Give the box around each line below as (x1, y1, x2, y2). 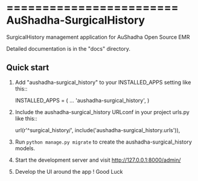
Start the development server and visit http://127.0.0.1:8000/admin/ (14, 156, 181, 164)
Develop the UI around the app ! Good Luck (14, 168, 123, 175)
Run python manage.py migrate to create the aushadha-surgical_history (14, 138, 192, 145)
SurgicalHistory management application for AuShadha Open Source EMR (6, 33, 190, 40)
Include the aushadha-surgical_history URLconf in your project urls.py (14, 108, 190, 115)
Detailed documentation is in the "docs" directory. (6, 45, 131, 52)
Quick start (6, 63, 49, 73)
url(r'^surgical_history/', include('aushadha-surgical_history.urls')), (14, 126, 180, 133)
